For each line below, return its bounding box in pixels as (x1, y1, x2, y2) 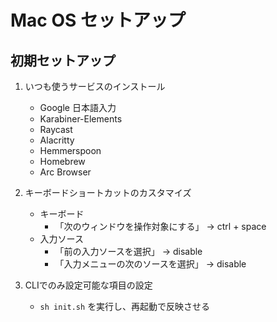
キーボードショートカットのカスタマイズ (24, 187, 192, 198)
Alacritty (39, 134, 75, 146)
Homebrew (39, 156, 86, 167)
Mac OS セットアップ (10, 9, 186, 32)
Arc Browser (39, 166, 92, 178)
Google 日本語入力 (39, 102, 117, 113)
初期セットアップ (10, 52, 116, 69)
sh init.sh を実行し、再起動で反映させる (39, 301, 211, 312)
